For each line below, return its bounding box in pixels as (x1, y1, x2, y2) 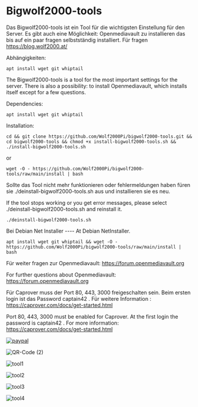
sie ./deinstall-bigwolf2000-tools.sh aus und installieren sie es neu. (6, 187, 171, 195)
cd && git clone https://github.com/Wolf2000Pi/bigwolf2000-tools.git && (6, 133, 193, 139)
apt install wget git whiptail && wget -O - (6, 239, 118, 244)
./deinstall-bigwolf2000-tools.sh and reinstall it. (6, 205, 123, 212)
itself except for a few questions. (6, 88, 87, 96)
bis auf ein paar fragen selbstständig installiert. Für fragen (6, 36, 148, 43)
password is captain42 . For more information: (6, 319, 119, 326)
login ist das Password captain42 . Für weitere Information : (6, 295, 152, 302)
